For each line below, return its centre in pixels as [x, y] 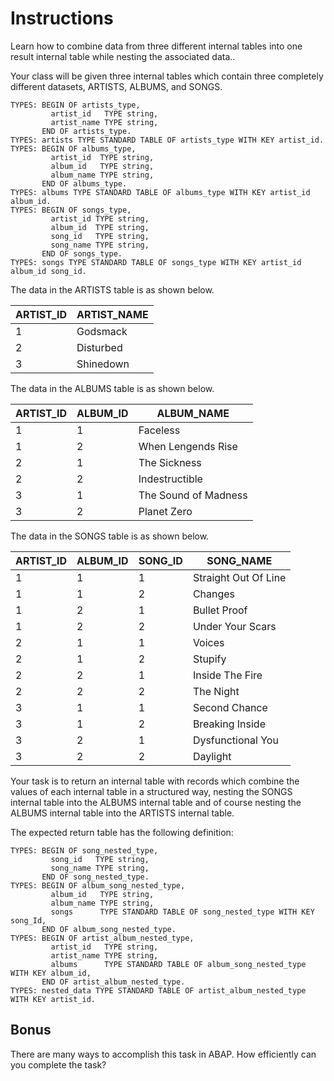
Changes [214, 594]
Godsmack [102, 331]
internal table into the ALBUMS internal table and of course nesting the [156, 802]
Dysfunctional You [235, 740]
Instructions [62, 18]
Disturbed [99, 347]
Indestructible [170, 479]
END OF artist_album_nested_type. [113, 982]
